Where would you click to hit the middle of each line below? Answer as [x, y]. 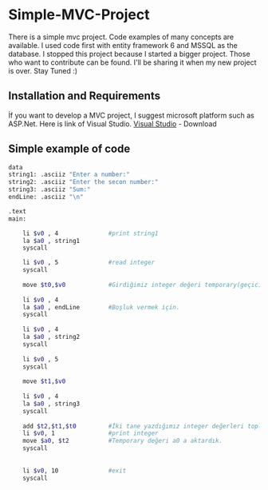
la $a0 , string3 [51, 404]
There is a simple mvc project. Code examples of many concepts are [121, 37]
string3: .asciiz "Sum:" [49, 189]
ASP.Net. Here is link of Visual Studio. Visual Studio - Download [112, 123]
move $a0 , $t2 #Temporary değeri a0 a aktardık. [123, 441]
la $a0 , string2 [51, 337]
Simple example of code [69, 149]
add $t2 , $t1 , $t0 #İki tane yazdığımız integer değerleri [134, 426]
